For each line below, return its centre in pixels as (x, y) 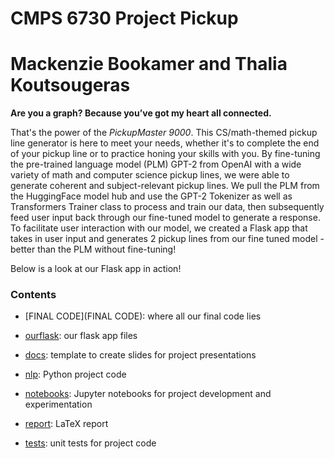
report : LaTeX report (66, 424)
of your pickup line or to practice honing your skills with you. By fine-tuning (165, 154)
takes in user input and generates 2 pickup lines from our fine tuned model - (167, 239)
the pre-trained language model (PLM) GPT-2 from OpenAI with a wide (156, 164)
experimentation (58, 404)
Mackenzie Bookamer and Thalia (149, 64)
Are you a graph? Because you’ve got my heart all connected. (141, 113)
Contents (33, 295)
